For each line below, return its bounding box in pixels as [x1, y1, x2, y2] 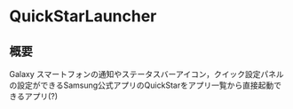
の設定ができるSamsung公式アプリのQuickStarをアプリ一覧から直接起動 [9, 80, 274, 90]
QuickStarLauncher [9, 6, 157, 27]
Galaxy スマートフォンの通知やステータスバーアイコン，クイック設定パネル [9, 69, 284, 79]
